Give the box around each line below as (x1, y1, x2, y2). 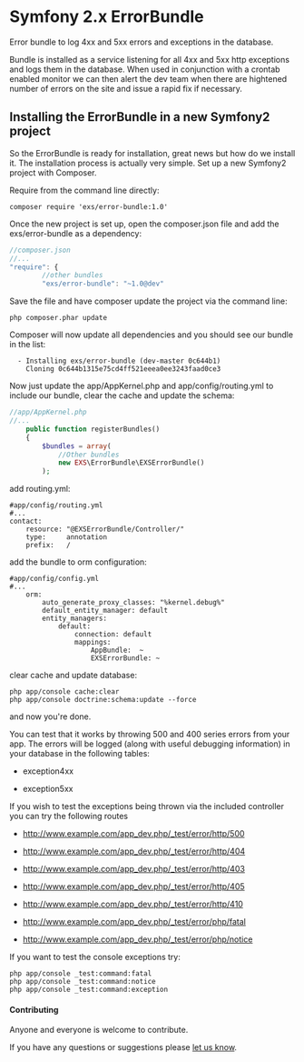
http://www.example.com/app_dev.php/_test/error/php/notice (22, 934, 253, 945)
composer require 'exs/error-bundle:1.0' (9, 202, 169, 211)
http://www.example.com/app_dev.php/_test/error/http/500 (22, 828, 245, 839)
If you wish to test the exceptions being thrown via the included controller (9, 801, 284, 812)
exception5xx (22, 784, 74, 795)
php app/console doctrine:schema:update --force (9, 696, 197, 705)
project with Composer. (9, 166, 97, 178)
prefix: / (25, 541, 71, 550)
